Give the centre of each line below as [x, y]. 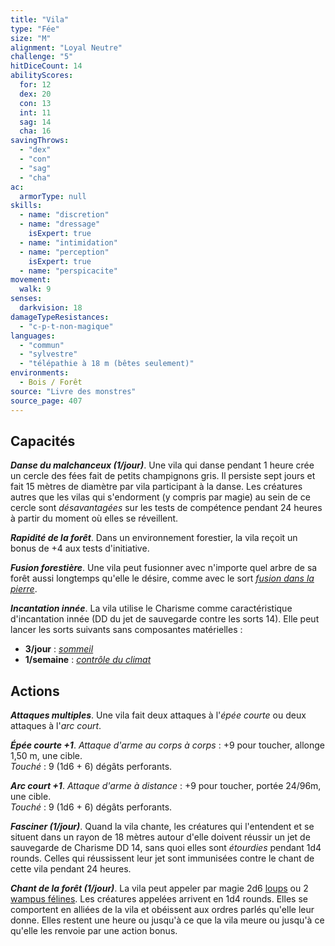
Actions [35, 691]
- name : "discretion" [64, 215]
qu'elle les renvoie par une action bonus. [94, 931]
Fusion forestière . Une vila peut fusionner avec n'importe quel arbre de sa [164, 568]
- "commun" [42, 345]
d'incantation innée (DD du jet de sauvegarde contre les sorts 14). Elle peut [165, 619]
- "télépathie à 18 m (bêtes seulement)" [107, 364]
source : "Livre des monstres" [73, 391]
